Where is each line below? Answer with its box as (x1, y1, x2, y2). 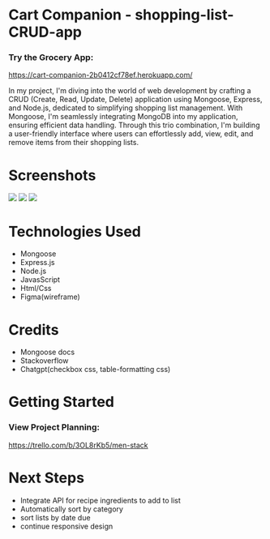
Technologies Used (8, 222, 142, 241)
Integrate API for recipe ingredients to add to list (19, 495, 181, 505)
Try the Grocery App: (8, 52, 94, 63)
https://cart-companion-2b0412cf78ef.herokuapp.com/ (8, 71, 193, 80)
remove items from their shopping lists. (8, 138, 139, 148)
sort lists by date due (19, 512, 91, 522)
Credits (8, 320, 59, 339)
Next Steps (8, 468, 85, 487)
